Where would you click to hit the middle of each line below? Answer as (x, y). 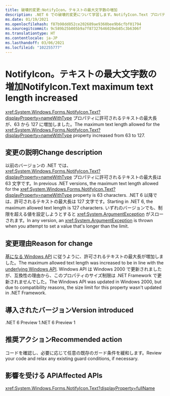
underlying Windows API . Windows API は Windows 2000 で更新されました (83, 269)
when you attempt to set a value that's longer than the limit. (67, 226)
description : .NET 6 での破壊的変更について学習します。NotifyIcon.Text (77, 15)
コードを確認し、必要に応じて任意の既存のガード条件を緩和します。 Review (83, 353)
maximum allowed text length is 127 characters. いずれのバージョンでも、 (82, 208)
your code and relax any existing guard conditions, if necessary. (72, 358)
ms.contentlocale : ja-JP (31, 38)
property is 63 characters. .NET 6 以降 (113, 195)
